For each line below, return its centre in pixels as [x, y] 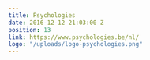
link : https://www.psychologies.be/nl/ [74, 37]
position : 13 [30, 30]
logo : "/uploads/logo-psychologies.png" [76, 44]
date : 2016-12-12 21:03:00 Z [56, 23]
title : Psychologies [42, 15]
